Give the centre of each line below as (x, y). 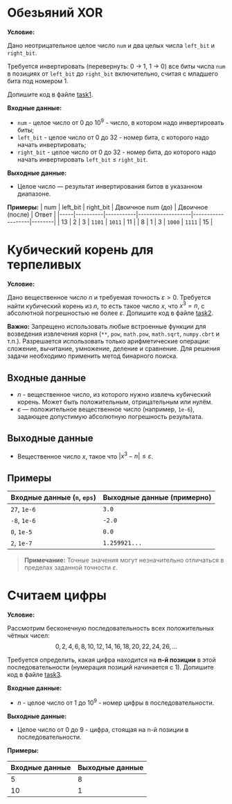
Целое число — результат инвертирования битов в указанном (110, 186)
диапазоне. (34, 194)
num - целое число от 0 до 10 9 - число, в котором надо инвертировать (121, 121)
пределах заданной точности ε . (71, 567)
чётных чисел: (28, 635)
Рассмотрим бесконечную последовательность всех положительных (111, 628)
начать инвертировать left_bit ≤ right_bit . (82, 159)
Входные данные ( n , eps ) (53, 497)
